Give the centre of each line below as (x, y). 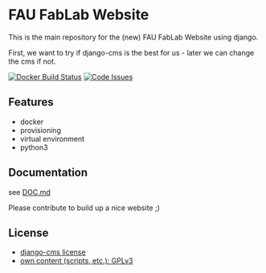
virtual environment (52, 139)
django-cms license (53, 252)
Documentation (48, 173)
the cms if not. (32, 61)
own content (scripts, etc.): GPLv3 (76, 261)
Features (31, 102)
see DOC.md (29, 192)
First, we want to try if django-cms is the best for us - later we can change (131, 52)
